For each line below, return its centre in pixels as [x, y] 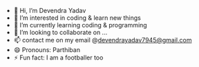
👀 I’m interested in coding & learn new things [77, 18]
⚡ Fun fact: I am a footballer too [58, 57]
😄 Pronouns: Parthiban [47, 50]
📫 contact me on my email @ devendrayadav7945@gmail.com [103, 40]
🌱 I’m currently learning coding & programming [80, 25]
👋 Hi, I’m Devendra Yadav [50, 11]
